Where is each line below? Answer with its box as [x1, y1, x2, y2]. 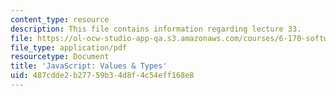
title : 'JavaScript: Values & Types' [10, 61, 168, 71]
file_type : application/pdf [10, 42, 128, 53]
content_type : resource [10, 14, 110, 25]
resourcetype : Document [10, 52, 110, 62]
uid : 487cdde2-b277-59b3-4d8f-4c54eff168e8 [10, 71, 195, 81]
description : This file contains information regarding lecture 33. [10, 24, 302, 34]
